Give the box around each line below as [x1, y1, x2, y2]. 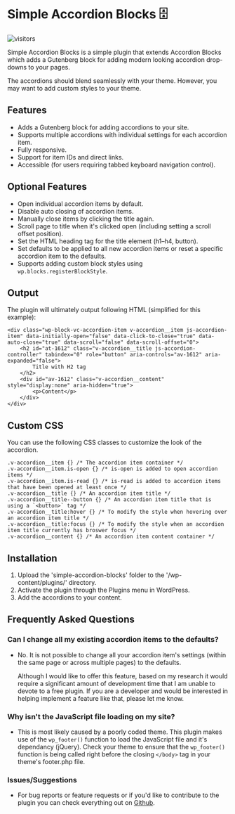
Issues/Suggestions [7, 775, 77, 784]
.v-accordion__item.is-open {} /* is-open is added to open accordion [7, 465, 218, 472]
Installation [7, 552, 58, 564]
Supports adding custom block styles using [17, 259, 143, 268]
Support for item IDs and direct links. [17, 153, 124, 161]
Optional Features [7, 181, 88, 193]
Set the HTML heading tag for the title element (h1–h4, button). [17, 237, 199, 245]
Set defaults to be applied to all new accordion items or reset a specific [17, 244, 223, 252]
